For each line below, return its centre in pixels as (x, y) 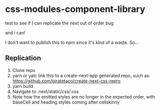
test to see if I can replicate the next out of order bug (59, 23)
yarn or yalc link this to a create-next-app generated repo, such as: (81, 75)
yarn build (23, 86)
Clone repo (24, 70)
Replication (23, 58)
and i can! (15, 32)
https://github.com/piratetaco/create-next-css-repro (66, 80)
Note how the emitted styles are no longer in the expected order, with (84, 96)
